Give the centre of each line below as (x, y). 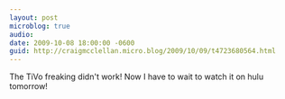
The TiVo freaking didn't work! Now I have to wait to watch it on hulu (137, 76)
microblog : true (40, 26)
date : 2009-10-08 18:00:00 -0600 (72, 43)
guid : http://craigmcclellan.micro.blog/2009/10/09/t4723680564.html (143, 51)
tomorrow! (28, 86)
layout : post (34, 18)
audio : (22, 34)
